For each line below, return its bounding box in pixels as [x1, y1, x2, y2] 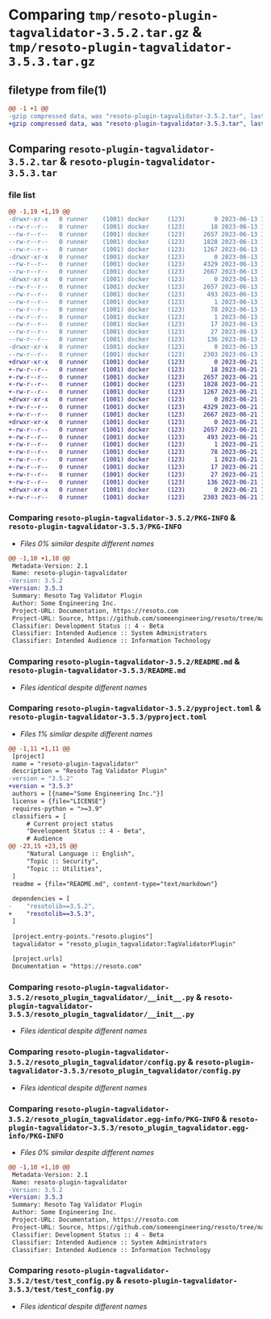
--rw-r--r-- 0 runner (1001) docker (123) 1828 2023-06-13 [8, 237, 258, 246]
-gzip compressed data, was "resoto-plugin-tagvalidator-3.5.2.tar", [8, 111, 248, 120]
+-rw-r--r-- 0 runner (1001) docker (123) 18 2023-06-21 [8, 365, 258, 373]
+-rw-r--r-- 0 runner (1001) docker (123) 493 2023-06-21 [8, 433, 258, 441]
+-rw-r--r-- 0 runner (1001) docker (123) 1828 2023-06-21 [8, 380, 258, 389]
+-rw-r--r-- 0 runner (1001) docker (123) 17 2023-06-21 [8, 463, 258, 472]
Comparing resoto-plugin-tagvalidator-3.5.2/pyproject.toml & [8, 703, 261, 714]
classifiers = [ [11, 812, 67, 821]
